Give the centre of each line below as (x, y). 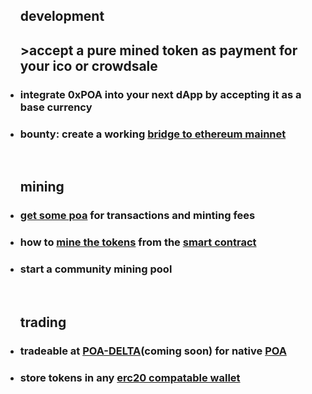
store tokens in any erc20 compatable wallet (130, 377)
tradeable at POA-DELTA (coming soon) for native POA (153, 351)
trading (43, 322)
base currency (56, 107)
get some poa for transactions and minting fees (137, 216)
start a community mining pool (96, 269)
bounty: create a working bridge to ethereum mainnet (153, 134)
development (62, 16)
